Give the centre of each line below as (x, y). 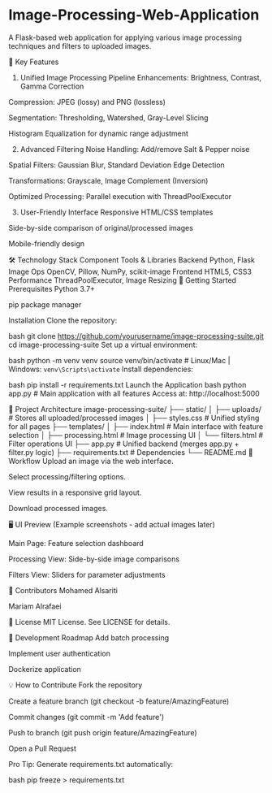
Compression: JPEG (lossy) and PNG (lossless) (87, 102)
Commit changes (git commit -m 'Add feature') (86, 717)
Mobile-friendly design (47, 243)
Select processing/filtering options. (67, 476)
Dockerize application (45, 669)
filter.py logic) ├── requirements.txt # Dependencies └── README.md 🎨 (131, 452)
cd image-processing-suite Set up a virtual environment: (103, 344)
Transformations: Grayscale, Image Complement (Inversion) (108, 180)
